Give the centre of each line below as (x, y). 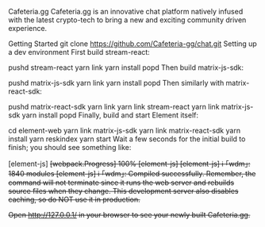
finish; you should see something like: (70, 147)
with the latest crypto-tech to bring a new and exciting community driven (127, 20)
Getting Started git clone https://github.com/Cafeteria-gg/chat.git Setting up (133, 44)
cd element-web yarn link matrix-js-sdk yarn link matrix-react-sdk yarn (124, 131)
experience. (28, 28)
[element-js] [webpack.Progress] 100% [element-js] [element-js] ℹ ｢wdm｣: (129, 164)
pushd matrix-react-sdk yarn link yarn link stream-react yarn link (114, 107)
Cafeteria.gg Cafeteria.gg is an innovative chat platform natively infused (126, 12)
